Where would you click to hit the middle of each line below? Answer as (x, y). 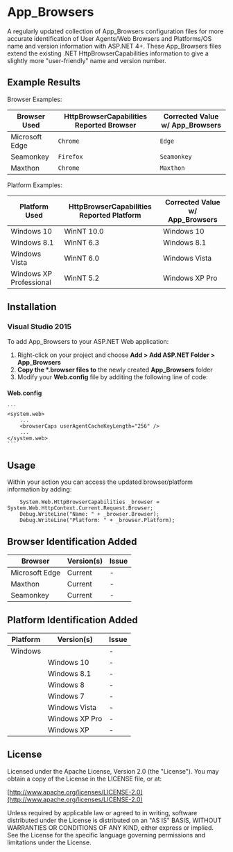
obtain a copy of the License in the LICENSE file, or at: (85, 779)
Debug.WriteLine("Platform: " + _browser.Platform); (97, 521)
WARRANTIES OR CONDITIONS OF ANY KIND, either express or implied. (110, 827)
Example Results (44, 83)
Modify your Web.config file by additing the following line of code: (112, 377)
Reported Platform (110, 215)
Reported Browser (106, 125)
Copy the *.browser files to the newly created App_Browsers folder (115, 370)
